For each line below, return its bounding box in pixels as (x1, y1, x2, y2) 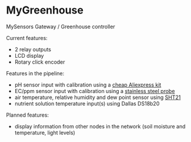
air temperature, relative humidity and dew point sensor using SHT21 (14, 94, 181, 101)
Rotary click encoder (14, 58, 66, 65)
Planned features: (6, 111, 49, 118)
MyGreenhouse (6, 4, 84, 17)
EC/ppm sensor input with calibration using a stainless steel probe (14, 87, 175, 94)
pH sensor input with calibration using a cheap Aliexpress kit (14, 81, 162, 88)
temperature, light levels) (14, 129, 75, 136)
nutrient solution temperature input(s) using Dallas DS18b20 (14, 100, 160, 107)
